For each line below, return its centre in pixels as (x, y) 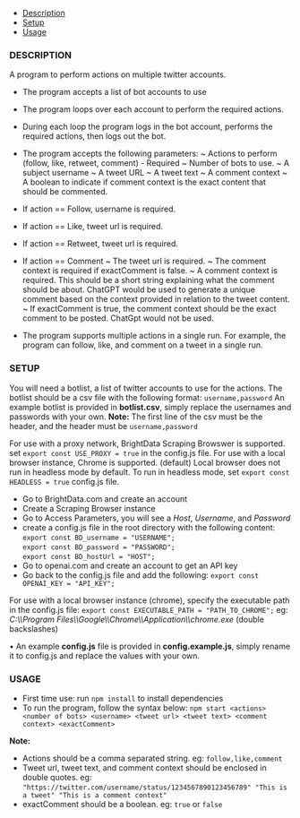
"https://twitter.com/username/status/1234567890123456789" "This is (155, 788)
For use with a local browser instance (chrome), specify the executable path (150, 600)
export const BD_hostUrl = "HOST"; (89, 556)
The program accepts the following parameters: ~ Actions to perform (150, 154)
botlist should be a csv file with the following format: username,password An (147, 397)
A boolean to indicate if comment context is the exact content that (144, 182)
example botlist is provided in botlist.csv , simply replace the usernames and (150, 407)
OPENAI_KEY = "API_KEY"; (69, 583)
